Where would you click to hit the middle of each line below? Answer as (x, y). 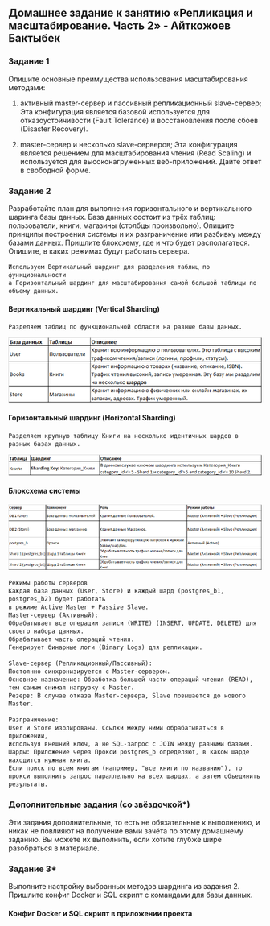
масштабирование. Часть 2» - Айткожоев (120, 26)
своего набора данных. (46, 631)
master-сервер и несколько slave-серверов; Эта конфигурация (129, 144)
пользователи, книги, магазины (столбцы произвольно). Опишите (121, 225)
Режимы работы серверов (48, 583)
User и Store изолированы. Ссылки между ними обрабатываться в (117, 728)
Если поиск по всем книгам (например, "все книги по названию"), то (125, 768)
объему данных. (34, 291)
